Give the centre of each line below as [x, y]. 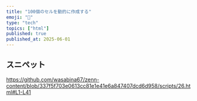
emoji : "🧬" [20, 17]
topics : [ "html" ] [28, 28]
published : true [26, 34]
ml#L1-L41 [19, 92]
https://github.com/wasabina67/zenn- [53, 79]
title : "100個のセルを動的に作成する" [49, 12]
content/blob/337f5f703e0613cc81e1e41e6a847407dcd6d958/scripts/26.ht [98, 86]
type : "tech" [22, 23]
